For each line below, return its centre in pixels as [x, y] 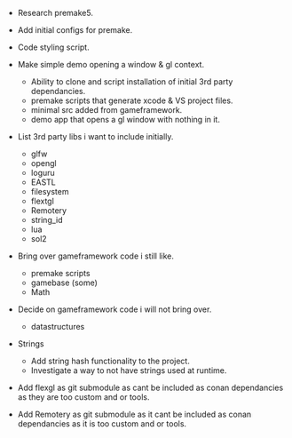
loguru [43, 173]
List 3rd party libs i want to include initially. [95, 136]
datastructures [58, 327]
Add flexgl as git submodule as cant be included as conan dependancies [150, 387]
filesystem [50, 191]
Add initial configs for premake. [75, 30]
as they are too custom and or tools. [83, 397]
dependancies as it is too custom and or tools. [102, 424]
